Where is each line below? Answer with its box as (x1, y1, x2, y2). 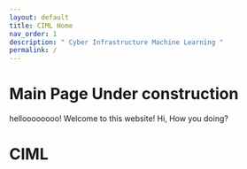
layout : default (9, 12, 69, 22)
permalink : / (9, 46, 58, 55)
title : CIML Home (9, 21, 73, 30)
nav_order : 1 (9, 29, 58, 38)
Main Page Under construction (9, 84, 239, 104)
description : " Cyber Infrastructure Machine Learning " (9, 37, 224, 47)
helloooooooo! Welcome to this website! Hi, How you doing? (9, 113, 228, 124)
